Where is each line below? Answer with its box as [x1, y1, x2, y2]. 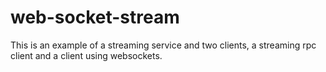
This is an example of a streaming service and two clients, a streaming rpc [10, 39, 317, 51]
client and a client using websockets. [10, 49, 163, 61]
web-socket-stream [10, 6, 180, 29]
